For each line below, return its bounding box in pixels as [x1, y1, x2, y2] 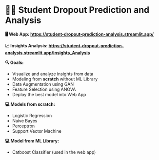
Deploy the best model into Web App [12, 91, 86, 97]
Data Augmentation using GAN [12, 81, 74, 87]
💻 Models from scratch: [5, 101, 55, 107]
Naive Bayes [12, 118, 38, 123]
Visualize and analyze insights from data [12, 71, 94, 77]
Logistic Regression [12, 112, 52, 119]
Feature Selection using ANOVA [12, 86, 76, 92]
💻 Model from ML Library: [5, 138, 60, 143]
